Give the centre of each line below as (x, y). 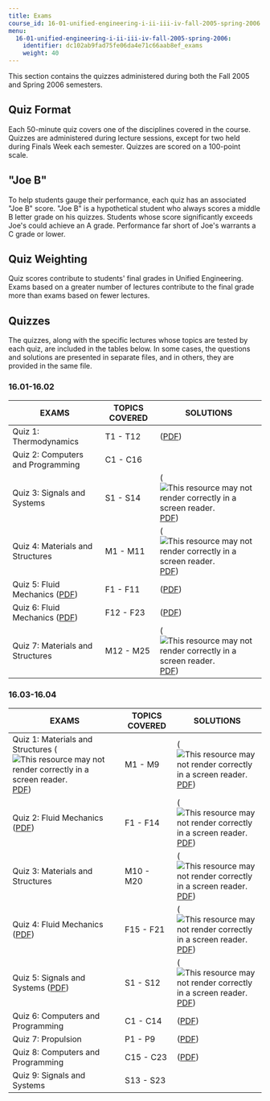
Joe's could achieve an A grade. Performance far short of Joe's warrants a (132, 225)
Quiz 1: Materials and (53, 739)
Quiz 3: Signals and (49, 493)
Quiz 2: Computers (48, 454)
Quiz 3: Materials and (53, 871)
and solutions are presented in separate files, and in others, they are (121, 357)
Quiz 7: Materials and (53, 645)
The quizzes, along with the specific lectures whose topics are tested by (128, 340)
